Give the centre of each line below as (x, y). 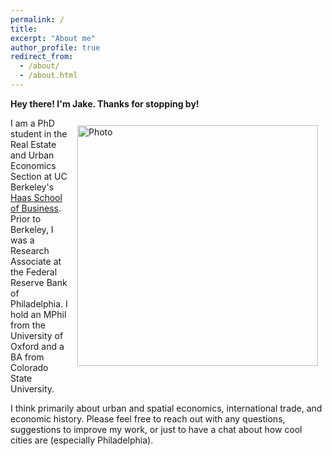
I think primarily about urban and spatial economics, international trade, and (166, 408)
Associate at (36, 261)
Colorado (29, 367)
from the (28, 325)
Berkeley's (32, 187)
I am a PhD (32, 123)
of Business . (36, 208)
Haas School (36, 197)
